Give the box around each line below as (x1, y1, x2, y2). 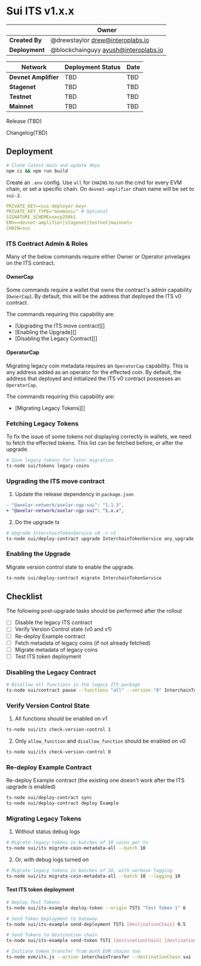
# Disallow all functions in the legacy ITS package (6, 682, 141, 688)
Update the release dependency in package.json (14, 490, 134, 497)
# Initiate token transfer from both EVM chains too (6, 949, 141, 955)
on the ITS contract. (6, 259, 56, 267)
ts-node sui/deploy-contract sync (6, 795, 93, 801)
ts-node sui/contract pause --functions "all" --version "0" (6, 687, 162, 693)
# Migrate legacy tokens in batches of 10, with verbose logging (6, 867, 172, 873)
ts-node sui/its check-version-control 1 (6, 727, 111, 733)
